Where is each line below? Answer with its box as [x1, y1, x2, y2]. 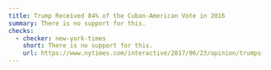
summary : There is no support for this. [8, 19, 147, 27]
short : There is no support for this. [23, 42, 153, 50]
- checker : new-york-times [15, 34, 106, 43]
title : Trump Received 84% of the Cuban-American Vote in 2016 [8, 11, 226, 20]
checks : [8, 27, 35, 35]
